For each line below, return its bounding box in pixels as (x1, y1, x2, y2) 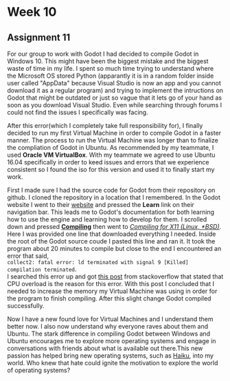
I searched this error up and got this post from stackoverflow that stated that (7, 272, 224, 281)
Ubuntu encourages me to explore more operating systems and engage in (7, 337, 216, 345)
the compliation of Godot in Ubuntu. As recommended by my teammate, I (7, 144, 214, 151)
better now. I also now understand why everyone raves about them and (7, 323, 209, 330)
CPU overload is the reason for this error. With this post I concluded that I (7, 280, 215, 287)
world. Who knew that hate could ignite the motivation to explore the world (7, 359, 218, 367)
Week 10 (7, 4, 57, 20)
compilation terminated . (7, 265, 77, 273)
